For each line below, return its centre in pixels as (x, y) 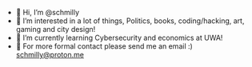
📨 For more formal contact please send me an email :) (104, 46)
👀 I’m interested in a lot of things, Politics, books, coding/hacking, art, (130, 21)
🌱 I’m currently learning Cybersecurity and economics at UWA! (119, 37)
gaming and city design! (56, 29)
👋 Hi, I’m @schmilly (48, 12)
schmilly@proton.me (50, 55)
